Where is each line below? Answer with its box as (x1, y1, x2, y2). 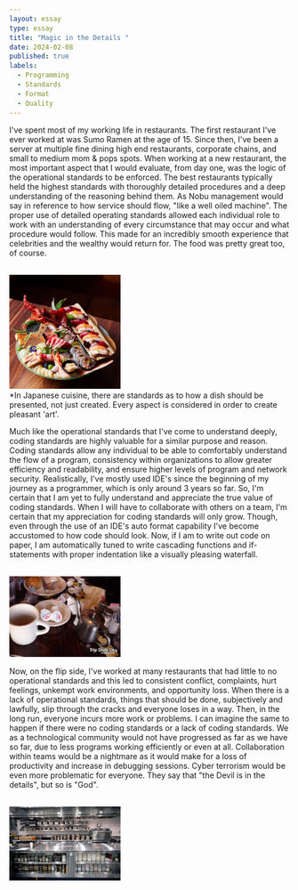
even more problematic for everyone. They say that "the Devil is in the (9, 770, 266, 781)
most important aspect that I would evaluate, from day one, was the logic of (9, 162, 286, 173)
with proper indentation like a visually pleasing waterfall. (52, 549, 258, 560)
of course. (9, 247, 47, 258)
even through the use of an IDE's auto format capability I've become (9, 521, 260, 531)
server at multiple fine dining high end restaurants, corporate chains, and (9, 143, 278, 154)
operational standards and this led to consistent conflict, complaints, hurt (9, 676, 278, 686)
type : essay (9, 23, 53, 33)
